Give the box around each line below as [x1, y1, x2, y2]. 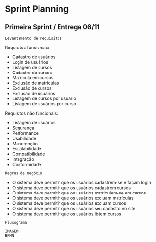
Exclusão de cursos [12, 85, 52, 91]
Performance [12, 130, 39, 136]
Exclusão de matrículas [12, 80, 59, 86]
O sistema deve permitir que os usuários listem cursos [12, 211, 122, 217]
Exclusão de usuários [12, 91, 55, 96]
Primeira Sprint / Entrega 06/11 [5, 23, 100, 31]
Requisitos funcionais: [5, 45, 50, 50]
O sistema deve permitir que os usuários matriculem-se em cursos [12, 190, 146, 195]
